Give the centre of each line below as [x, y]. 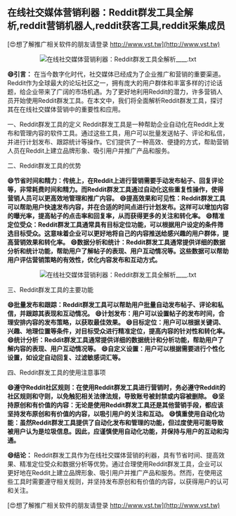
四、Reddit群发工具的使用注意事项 [57, 372]
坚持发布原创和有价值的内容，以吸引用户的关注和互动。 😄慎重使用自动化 [113, 413]
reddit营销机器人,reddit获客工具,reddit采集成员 [123, 26]
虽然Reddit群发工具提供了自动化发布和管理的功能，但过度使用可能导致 [121, 422]
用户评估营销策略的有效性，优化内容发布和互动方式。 [84, 260]
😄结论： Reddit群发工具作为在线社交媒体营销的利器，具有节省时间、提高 [113, 455]
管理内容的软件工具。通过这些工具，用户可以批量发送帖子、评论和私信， [124, 133]
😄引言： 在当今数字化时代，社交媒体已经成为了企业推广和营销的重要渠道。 [116, 74]
